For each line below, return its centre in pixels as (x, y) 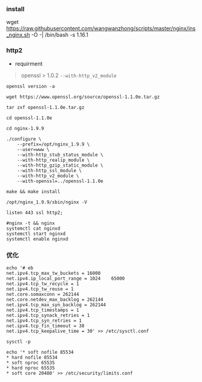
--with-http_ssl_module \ (50, 170)
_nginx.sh (18, 35)
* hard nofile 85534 (32, 357)
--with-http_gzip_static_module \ (60, 165)
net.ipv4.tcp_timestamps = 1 (43, 310)
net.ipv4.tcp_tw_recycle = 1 (43, 284)
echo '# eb (20, 268)
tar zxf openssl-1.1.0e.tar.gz (45, 107)
